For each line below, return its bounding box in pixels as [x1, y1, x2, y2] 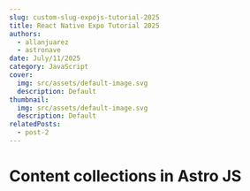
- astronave [17, 46, 62, 55]
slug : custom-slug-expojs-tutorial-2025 [9, 12, 161, 22]
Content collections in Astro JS [9, 166, 242, 187]
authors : [9, 29, 42, 38]
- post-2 [17, 128, 49, 137]
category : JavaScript [9, 63, 89, 72]
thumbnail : [9, 95, 49, 104]
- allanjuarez [17, 37, 69, 47]
